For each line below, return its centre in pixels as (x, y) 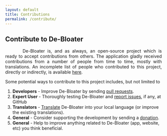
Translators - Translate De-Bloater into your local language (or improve (85, 107)
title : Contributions (28, 14)
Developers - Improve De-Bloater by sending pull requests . (73, 91)
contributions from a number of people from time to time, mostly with (83, 62)
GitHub (20, 102)
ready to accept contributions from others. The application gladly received (83, 56)
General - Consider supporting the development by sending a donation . (86, 118)
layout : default (22, 10)
